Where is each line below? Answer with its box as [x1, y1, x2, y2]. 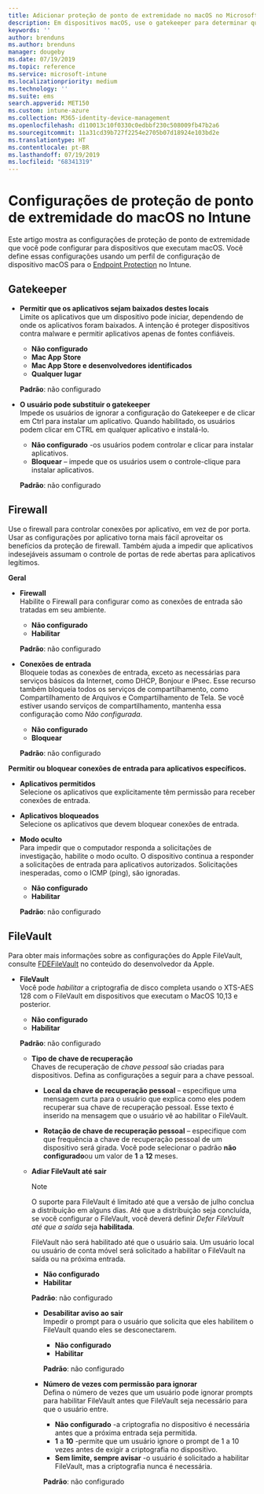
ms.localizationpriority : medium [8, 77, 118, 85]
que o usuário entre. [42, 1404, 108, 1414]
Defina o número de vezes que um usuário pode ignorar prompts [42, 1388, 253, 1397]
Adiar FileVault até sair [31, 1166, 107, 1176]
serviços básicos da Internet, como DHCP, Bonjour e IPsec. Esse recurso [19, 675, 256, 686]
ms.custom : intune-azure [8, 107, 90, 115]
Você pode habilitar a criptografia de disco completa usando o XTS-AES [19, 983, 254, 992]
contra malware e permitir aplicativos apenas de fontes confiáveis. [19, 329, 236, 338]
